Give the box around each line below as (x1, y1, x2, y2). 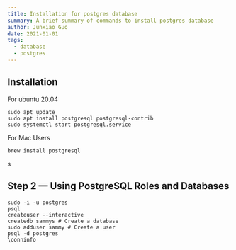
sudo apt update (7, 108, 55, 115)
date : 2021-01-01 (7, 30, 59, 38)
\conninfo (7, 236, 37, 243)
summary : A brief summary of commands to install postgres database (7, 17, 214, 24)
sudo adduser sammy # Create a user (7, 224, 116, 231)
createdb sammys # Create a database (7, 217, 119, 225)
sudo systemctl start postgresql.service (7, 121, 132, 128)
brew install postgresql (7, 147, 81, 154)
